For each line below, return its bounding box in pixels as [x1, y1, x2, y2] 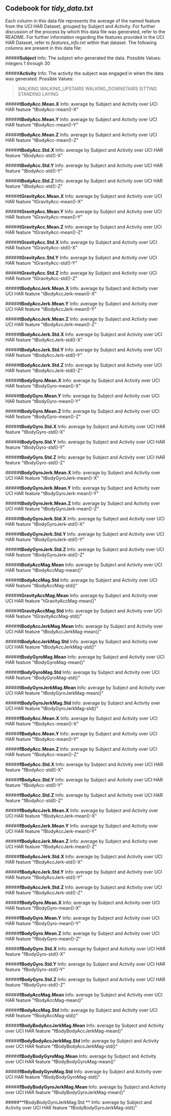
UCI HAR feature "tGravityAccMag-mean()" [5, 597, 96, 604]
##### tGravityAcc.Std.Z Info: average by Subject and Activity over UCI [5, 270, 157, 276]
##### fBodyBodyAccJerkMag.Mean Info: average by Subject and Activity [5, 1022, 164, 1028]
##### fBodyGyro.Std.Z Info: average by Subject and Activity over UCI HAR [5, 976, 165, 982]
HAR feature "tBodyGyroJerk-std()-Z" [5, 551, 85, 557]
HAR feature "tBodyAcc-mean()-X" [5, 106, 79, 112]
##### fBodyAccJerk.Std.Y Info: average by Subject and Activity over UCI [5, 869, 162, 875]
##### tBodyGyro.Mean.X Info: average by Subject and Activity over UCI [5, 377, 160, 383]
